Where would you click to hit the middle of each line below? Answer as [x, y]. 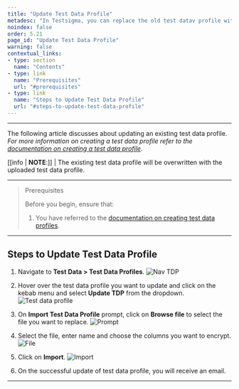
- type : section [31, 60]
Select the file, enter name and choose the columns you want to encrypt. [124, 336]
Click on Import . [42, 357]
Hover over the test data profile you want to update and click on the [117, 285]
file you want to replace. [53, 321]
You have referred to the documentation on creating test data [125, 218]
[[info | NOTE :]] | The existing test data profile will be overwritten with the [115, 162]
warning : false [30, 47]
